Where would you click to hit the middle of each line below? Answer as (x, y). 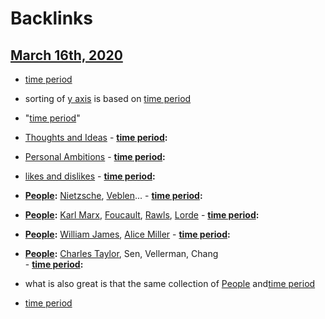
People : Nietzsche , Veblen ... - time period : (113, 195)
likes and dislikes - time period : (90, 176)
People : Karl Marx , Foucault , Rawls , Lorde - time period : (142, 215)
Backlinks (52, 18)
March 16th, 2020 (66, 55)
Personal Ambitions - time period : (95, 156)
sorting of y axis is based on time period (108, 98)
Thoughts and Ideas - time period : (96, 137)
